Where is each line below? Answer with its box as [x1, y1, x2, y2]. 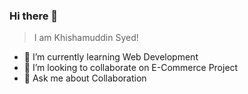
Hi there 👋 [9, 9, 59, 23]
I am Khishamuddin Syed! [33, 32, 139, 44]
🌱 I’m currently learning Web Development [23, 51, 199, 63]
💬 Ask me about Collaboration [23, 72, 147, 84]
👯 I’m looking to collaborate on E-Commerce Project [23, 62, 239, 74]
